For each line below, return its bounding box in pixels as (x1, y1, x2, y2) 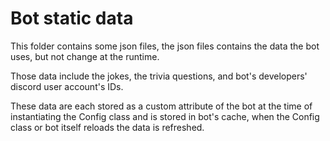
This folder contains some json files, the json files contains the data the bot (10, 40, 320, 52)
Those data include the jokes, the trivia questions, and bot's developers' (10, 70, 308, 82)
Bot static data (10, 7, 134, 30)
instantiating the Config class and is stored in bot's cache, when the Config (10, 110, 320, 122)
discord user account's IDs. (10, 80, 124, 92)
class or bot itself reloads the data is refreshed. (10, 121, 205, 133)
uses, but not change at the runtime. (10, 50, 160, 62)
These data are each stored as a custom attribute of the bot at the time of (10, 100, 313, 112)
